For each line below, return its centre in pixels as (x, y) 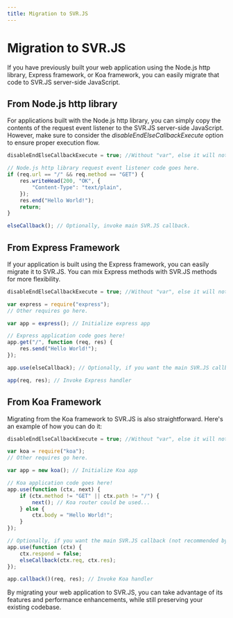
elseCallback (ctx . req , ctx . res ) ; (68, 560)
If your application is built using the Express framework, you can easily (108, 264)
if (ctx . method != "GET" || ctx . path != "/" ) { (89, 496)
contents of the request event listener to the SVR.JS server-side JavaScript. (115, 128)
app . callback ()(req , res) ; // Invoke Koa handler (80, 579)
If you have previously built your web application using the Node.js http (109, 67)
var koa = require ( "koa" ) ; (46, 452)
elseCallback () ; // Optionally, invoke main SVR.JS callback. (99, 226)
